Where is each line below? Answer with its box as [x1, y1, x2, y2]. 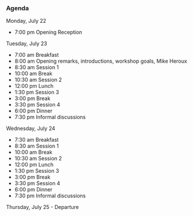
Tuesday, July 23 [6, 40, 48, 47]
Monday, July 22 [6, 18, 47, 25]
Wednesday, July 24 [6, 125, 56, 132]
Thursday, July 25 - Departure [6, 204, 79, 211]
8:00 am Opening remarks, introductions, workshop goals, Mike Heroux [14, 57, 187, 65]
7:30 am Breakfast [14, 136, 59, 143]
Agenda [6, 4, 29, 12]
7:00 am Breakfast [14, 52, 59, 59]
